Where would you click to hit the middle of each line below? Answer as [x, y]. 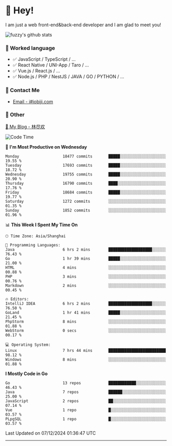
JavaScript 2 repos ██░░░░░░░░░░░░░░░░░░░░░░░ [86, 401]
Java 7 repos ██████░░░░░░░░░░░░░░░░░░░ [86, 392]
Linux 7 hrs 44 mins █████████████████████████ [86, 350]
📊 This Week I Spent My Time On [41, 225]
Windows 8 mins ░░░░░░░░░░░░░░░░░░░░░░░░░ [86, 360]
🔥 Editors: [17, 299]
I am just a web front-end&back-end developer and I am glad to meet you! [83, 25]
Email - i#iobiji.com [33, 101]
